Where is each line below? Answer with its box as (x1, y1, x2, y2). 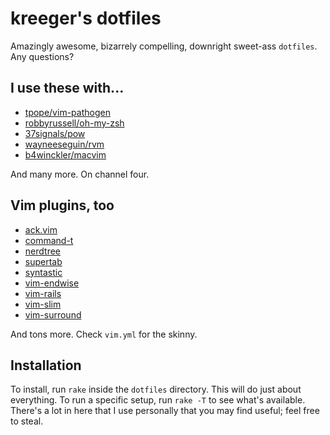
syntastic (24, 266, 63, 278)
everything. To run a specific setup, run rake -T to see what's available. (10, 394, 306, 406)
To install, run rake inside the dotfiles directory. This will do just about (10, 383, 302, 396)
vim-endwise (24, 277, 80, 289)
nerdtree (24, 245, 61, 257)
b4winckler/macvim (24, 148, 107, 161)
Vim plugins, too (10, 197, 115, 214)
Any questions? (10, 50, 75, 62)
